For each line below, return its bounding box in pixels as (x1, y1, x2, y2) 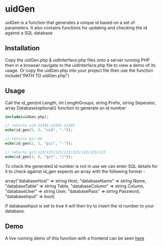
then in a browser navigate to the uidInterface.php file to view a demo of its (5, 62, 156, 68)
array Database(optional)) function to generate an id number (5, 105, 127, 111)
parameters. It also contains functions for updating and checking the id (5, 24, 147, 30)
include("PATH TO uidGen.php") (5, 72, 70, 79)
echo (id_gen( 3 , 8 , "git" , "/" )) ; (5, 154, 73, 159)
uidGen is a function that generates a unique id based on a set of (5, 20, 135, 25)
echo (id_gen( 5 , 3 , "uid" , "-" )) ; (5, 128, 73, 133)
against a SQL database (5, 30, 53, 36)
